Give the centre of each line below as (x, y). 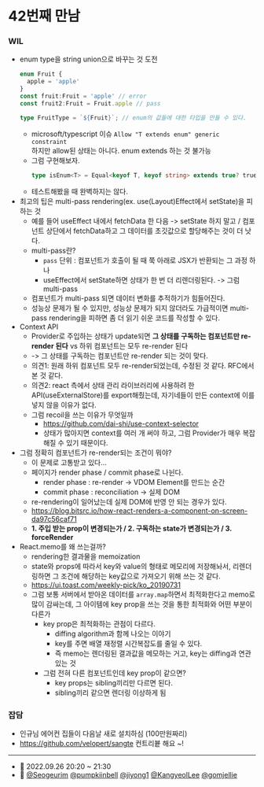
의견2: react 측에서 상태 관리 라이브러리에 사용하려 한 (113, 385)
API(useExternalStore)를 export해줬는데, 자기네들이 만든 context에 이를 (143, 395)
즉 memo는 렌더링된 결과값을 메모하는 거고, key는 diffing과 (146, 653)
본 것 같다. (47, 375)
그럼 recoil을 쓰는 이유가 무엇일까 (82, 415)
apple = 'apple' (53, 82)
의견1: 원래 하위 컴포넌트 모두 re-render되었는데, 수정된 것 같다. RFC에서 (143, 365)
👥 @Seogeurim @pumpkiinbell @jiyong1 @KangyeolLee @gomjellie (128, 774)
